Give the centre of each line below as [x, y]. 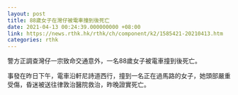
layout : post [27, 14]
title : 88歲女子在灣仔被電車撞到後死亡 [58, 20]
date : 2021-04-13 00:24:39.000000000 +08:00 [74, 27]
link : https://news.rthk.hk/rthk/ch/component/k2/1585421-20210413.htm [115, 33]
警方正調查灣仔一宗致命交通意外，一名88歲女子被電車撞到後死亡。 [104, 61]
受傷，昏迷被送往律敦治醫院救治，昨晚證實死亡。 [79, 84]
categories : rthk [33, 40]
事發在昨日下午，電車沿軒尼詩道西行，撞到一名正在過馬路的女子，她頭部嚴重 [119, 76]
